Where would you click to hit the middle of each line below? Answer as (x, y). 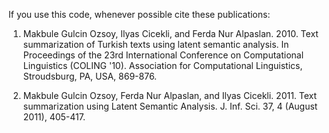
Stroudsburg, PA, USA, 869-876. (90, 76)
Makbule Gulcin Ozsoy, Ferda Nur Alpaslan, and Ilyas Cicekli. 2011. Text (170, 95)
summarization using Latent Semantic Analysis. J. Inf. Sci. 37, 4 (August (170, 106)
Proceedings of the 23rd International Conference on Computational (163, 55)
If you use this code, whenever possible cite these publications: (139, 14)
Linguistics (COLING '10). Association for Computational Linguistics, (162, 65)
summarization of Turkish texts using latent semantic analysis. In (156, 44)
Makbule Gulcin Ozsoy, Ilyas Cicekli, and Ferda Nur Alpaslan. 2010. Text (170, 33)
